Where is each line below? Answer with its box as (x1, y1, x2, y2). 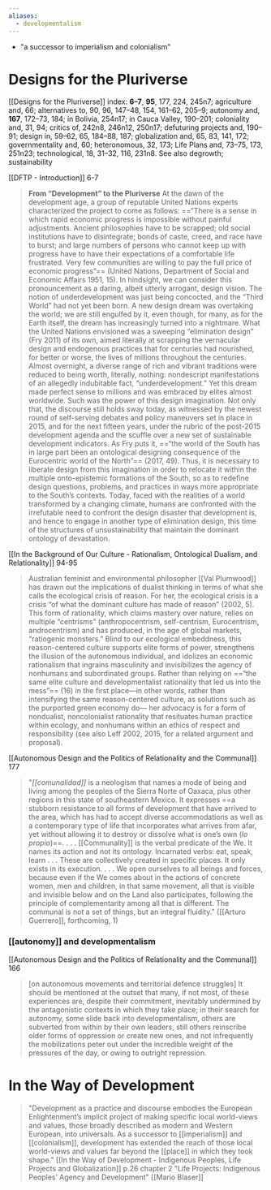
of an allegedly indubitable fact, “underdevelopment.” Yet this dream (28, 378, 257, 388)
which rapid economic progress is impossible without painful (28, 214, 232, 224)
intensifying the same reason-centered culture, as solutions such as (28, 695, 256, 705)
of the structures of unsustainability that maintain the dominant (28, 525, 239, 535)
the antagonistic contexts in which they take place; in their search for (28, 1004, 260, 1015)
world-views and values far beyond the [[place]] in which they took (28, 1146, 253, 1156)
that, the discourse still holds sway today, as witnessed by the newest (28, 404, 262, 414)
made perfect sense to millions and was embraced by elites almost (28, 387, 252, 397)
